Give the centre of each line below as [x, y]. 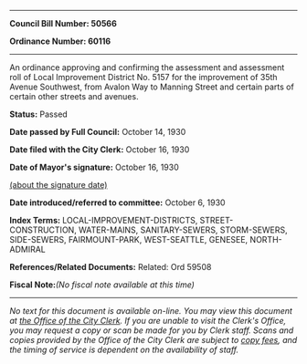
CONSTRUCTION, [43, 230]
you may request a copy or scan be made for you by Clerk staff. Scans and [152, 330]
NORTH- [266, 239]
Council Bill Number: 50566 [63, 23]
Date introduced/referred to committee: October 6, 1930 [117, 203]
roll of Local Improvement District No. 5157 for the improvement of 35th [143, 77]
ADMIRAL [27, 249]
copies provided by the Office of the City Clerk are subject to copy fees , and [153, 340]
